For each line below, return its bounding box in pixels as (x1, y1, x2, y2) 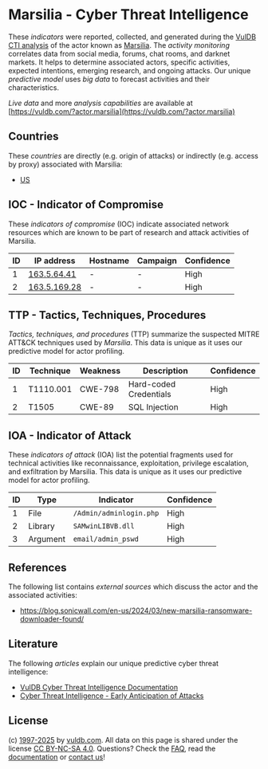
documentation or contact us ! (8, 751, 106, 762)
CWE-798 (79, 384, 120, 395)
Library (28, 520, 56, 532)
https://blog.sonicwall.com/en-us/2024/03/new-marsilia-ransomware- (19, 606, 253, 615)
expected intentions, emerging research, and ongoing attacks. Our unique (8, 65, 251, 75)
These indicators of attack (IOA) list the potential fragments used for (8, 450, 234, 460)
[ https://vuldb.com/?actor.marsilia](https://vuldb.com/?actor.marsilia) (8, 106, 235, 116)
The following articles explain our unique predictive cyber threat (8, 658, 219, 668)
